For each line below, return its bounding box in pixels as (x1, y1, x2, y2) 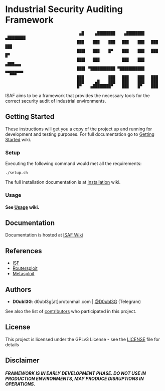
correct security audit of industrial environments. (5, 98, 106, 104)
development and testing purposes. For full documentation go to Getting (5, 131, 154, 137)
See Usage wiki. (5, 204, 40, 210)
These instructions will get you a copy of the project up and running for (5, 126, 152, 132)
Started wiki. (5, 136, 32, 142)
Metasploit (12, 271, 35, 277)
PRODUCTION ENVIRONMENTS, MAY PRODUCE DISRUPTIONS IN (5, 375, 144, 381)
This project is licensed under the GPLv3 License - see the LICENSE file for (5, 336, 160, 342)
